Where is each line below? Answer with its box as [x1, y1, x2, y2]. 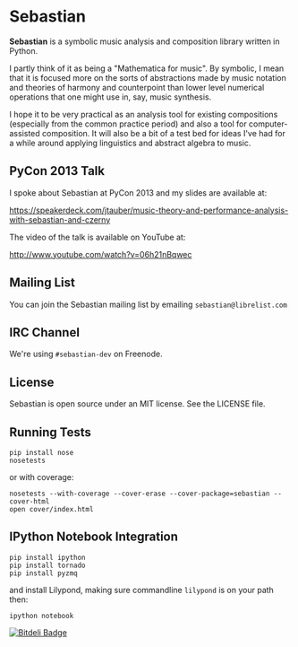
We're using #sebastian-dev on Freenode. [9, 348, 163, 360]
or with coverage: [9, 472, 74, 482]
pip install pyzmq [9, 568, 78, 578]
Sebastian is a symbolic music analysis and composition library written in [9, 36, 280, 47]
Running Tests [9, 424, 91, 440]
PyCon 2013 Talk [9, 163, 106, 179]
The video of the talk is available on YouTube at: [9, 232, 186, 242]
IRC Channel [9, 325, 81, 340]
